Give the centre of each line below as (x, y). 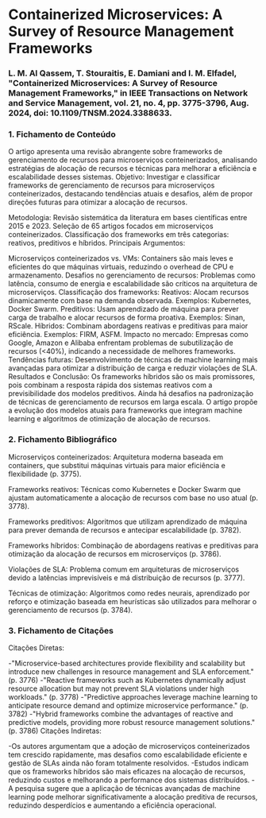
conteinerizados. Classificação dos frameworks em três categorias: (119, 235)
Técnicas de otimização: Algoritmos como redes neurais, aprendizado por (129, 593)
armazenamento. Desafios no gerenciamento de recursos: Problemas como (132, 275)
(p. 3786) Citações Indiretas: (55, 731)
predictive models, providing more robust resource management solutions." (132, 722)
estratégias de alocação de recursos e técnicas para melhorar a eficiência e (133, 169)
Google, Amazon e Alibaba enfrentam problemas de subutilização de (121, 343)
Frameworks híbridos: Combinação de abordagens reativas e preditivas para (133, 545)
